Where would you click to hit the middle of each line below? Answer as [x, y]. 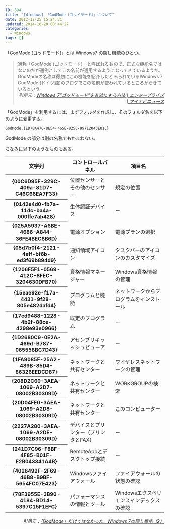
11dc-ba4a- [36, 211]
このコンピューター [137, 409]
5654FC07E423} [36, 484]
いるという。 [31, 89]
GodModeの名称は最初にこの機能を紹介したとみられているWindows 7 [90, 76]
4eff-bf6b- [36, 254]
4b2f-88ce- [36, 322]
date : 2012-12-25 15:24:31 [34, 19]
